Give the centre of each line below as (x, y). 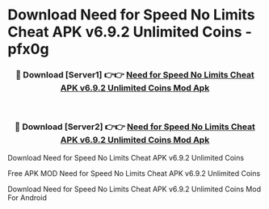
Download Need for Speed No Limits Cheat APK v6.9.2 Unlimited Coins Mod (134, 189)
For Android (27, 197)
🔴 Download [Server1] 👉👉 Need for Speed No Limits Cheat (135, 75)
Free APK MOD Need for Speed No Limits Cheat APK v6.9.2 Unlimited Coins (134, 173)
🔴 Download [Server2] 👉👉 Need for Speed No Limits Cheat (135, 127)
